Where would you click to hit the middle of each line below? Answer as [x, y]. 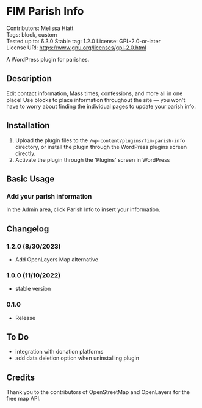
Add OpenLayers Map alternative [57, 259]
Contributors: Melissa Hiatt [40, 28]
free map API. [23, 399]
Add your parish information [49, 196]
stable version [33, 289]
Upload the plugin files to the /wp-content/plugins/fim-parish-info [100, 140]
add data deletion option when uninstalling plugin [77, 358]
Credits [21, 377]
